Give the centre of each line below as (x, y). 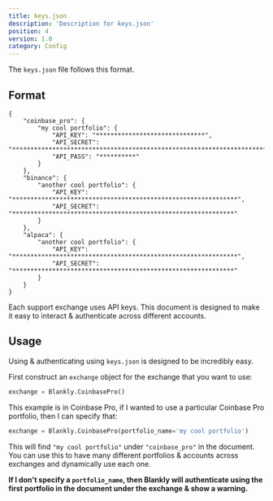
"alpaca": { (43, 235)
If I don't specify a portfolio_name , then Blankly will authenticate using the (136, 479)
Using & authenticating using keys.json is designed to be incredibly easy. (131, 361)
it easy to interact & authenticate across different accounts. (108, 315)
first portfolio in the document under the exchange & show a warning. (128, 488)
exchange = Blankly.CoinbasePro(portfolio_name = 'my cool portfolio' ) (129, 431)
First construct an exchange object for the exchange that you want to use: (130, 376)
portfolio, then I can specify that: (63, 415)
